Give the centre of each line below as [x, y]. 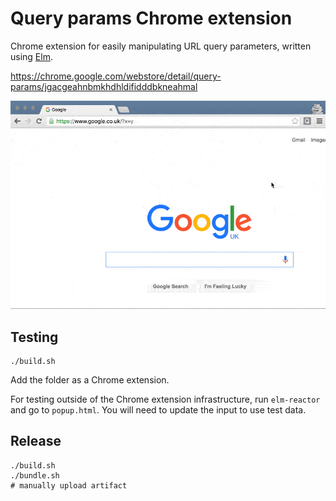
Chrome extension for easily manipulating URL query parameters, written [161, 46]
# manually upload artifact [69, 485]
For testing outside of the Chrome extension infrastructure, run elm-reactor [165, 399]
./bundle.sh [35, 475]
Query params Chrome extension [151, 18]
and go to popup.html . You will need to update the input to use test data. [158, 410]
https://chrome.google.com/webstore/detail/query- [116, 76]
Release [36, 441]
